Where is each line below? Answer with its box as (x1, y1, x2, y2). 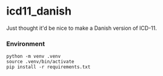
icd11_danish (6, 4, 72, 18)
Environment (6, 40, 45, 48)
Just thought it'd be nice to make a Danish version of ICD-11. (6, 24, 158, 32)
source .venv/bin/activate (6, 59, 75, 65)
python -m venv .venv (6, 54, 61, 60)
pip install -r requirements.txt (6, 64, 91, 71)
